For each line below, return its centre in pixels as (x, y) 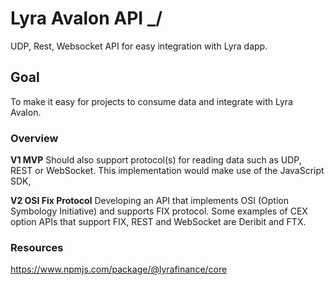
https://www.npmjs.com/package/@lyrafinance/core (119, 269)
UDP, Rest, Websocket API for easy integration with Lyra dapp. (139, 46)
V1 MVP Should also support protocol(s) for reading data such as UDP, (156, 160)
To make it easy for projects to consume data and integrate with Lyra (151, 101)
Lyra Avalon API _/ (86, 18)
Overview (34, 138)
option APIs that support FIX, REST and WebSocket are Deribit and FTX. (158, 222)
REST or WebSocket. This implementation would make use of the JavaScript (167, 171)
